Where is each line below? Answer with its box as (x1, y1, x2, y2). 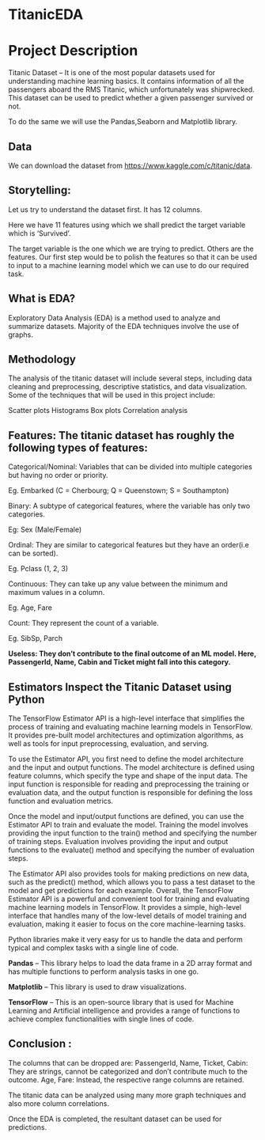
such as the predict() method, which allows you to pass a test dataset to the (8, 877, 256, 887)
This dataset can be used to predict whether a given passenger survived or (8, 93, 254, 103)
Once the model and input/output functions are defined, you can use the (8, 812, 244, 820)
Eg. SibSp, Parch (8, 634, 63, 643)
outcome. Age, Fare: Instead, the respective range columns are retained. (8, 1074, 244, 1085)
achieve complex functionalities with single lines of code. (8, 1014, 195, 1024)
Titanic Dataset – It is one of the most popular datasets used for (8, 68, 216, 78)
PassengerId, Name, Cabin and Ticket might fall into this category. (8, 657, 231, 667)
